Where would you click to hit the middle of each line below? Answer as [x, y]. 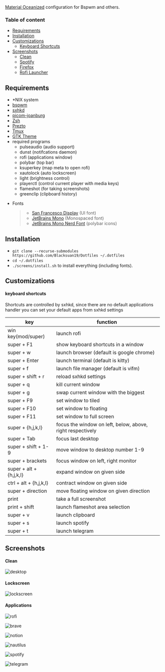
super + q [19, 384]
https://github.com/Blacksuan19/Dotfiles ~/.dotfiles [68, 256]
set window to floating [82, 408]
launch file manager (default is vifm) [98, 368]
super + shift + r [26, 376]
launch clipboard [76, 515]
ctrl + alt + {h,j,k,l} [28, 483]
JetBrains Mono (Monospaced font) [68, 218]
